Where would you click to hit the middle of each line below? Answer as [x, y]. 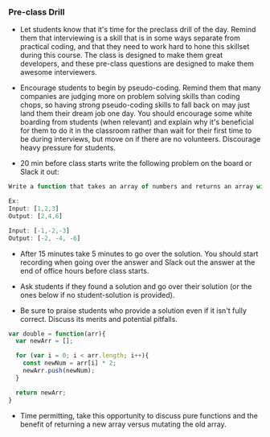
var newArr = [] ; [45, 341]
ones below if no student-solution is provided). [97, 295]
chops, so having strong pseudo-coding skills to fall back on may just [135, 105]
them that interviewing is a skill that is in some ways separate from [130, 38]
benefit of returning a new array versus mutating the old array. [123, 424]
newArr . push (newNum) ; [59, 371]
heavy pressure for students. [68, 148]
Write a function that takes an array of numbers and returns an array [131, 187]
